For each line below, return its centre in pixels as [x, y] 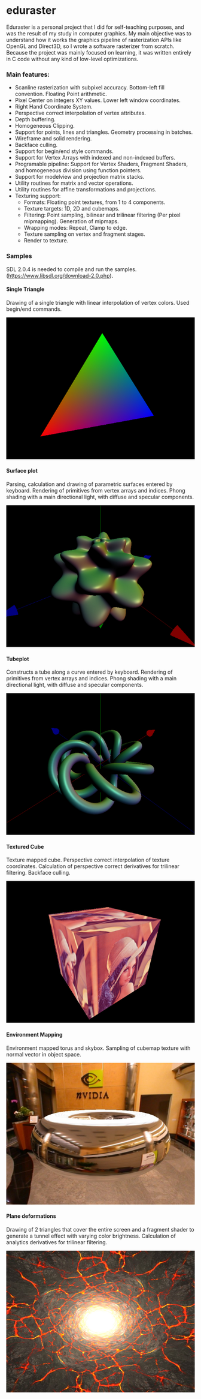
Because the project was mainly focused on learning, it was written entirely [99, 52]
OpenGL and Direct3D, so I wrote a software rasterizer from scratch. [90, 46]
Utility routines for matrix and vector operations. [74, 183]
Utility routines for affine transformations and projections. [86, 190]
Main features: [28, 74]
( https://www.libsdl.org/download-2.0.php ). [60, 275]
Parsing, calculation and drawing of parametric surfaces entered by [89, 484]
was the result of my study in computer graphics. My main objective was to [99, 33]
